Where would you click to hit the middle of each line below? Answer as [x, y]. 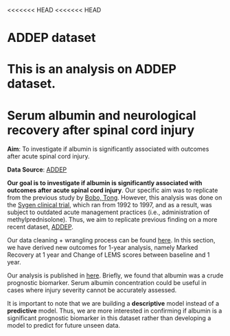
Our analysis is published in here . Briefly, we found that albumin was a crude [115, 275]
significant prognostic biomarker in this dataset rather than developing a [109, 318]
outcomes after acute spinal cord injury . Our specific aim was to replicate [113, 190]
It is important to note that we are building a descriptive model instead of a [113, 304]
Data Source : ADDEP [37, 170]
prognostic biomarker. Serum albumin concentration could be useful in [107, 283]
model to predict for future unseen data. [64, 326]
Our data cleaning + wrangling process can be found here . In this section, [111, 240]
